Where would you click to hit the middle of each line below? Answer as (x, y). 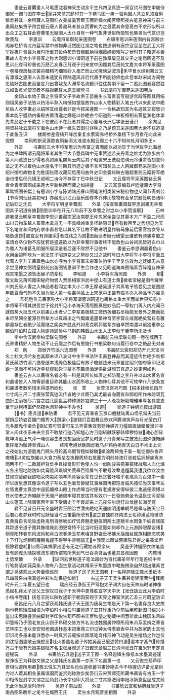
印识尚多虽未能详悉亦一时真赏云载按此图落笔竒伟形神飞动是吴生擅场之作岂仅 (85, 635)
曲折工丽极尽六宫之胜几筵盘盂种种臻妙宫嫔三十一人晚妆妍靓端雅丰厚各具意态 (85, 400)
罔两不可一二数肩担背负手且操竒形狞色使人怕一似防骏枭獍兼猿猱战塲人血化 (83, 464)
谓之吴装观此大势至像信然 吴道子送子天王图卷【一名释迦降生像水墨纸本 (83, 572)
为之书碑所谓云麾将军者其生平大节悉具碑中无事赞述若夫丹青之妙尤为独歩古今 (85, 153)
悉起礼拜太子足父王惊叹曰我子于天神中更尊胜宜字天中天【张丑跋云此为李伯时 (85, 591)
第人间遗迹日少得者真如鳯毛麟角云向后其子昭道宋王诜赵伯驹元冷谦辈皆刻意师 (85, 160)
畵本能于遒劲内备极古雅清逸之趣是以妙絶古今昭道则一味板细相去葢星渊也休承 (85, 115)
